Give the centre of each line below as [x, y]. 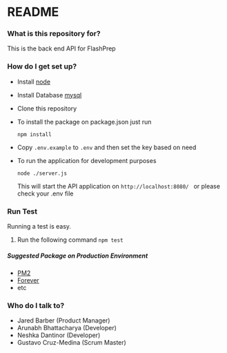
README [33, 12]
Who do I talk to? [36, 305]
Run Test [22, 211]
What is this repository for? [54, 34]
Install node [33, 82]
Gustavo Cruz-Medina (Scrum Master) [71, 343]
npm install [34, 134]
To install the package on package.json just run [84, 122]
